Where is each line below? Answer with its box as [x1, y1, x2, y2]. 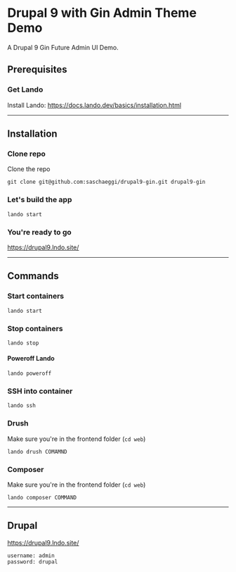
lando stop [7, 340, 39, 347]
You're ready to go [7, 227, 72, 237]
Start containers [7, 291, 65, 301]
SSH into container [7, 386, 73, 396]
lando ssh [7, 402, 37, 409]
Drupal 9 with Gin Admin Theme [7, 5, 197, 21]
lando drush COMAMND [7, 448, 68, 455]
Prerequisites [7, 63, 67, 75]
